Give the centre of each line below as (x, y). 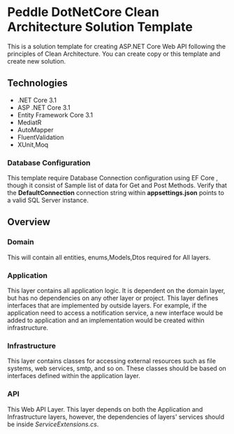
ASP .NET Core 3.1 (44, 107)
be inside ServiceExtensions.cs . (53, 424)
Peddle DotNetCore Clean (83, 12)
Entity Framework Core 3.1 (55, 115)
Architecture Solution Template (100, 27)
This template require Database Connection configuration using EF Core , (113, 178)
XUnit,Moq (33, 145)
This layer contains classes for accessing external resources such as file (112, 361)
